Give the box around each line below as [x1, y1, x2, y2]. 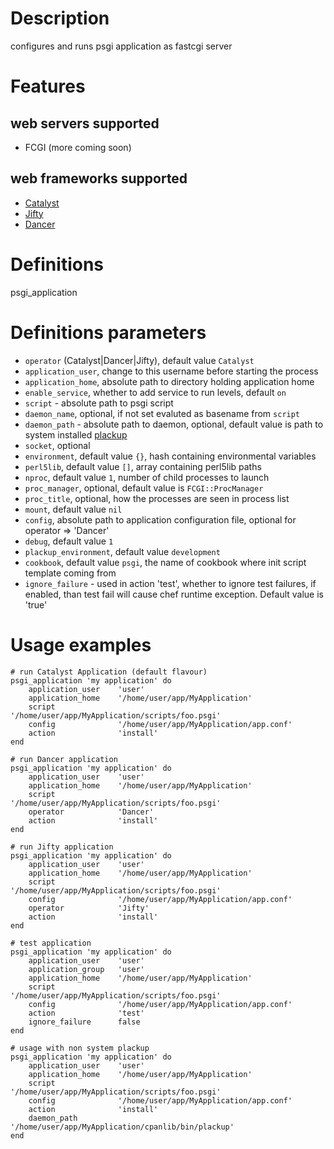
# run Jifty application [10, 842, 114, 852]
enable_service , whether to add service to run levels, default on [24, 386, 287, 398]
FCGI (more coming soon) [24, 141, 132, 153]
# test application [10, 938, 92, 948]
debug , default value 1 [24, 535, 114, 547]
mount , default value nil [24, 503, 123, 515]
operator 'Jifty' [28, 903, 150, 913]
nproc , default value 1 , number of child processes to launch [24, 471, 270, 483]
